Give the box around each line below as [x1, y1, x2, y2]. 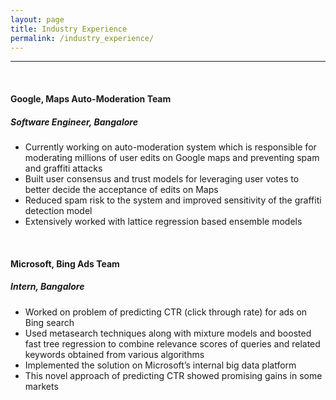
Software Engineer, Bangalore [10, 116, 138, 128]
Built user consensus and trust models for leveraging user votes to [24, 172, 300, 185]
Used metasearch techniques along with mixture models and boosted [24, 327, 312, 339]
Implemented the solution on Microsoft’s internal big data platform [24, 359, 297, 371]
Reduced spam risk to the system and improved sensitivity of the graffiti [24, 194, 322, 206]
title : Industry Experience [10, 24, 128, 34]
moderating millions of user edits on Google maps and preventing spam [24, 151, 320, 163]
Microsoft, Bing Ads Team [10, 257, 120, 270]
